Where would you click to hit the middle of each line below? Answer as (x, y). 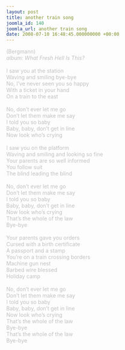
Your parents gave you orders (43, 238)
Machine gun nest (29, 264)
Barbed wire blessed (32, 270)
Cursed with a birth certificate (43, 244)
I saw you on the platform (38, 148)
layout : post (23, 12)
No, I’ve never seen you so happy (48, 84)
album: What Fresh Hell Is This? (46, 58)
